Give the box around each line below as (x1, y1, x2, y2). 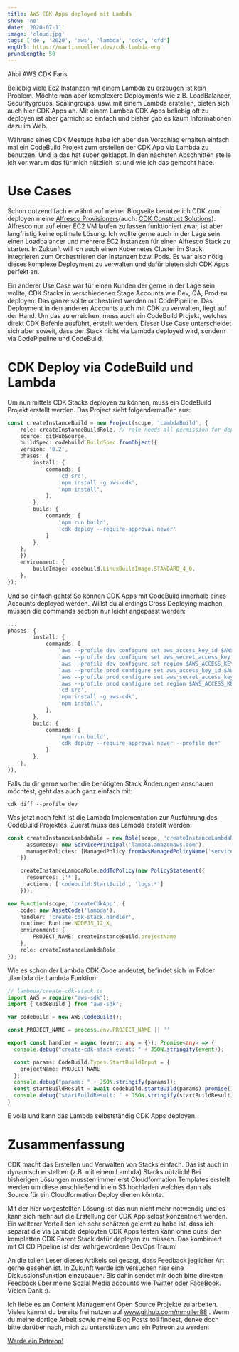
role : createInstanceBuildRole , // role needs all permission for (20, 426, 221, 433)
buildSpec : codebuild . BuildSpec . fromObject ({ (20, 439, 158, 447)
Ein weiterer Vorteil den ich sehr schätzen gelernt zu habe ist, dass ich (7, 1219, 214, 1228)
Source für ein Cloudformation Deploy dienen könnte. (7, 1190, 164, 1199)
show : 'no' (7, 17, 40, 24)
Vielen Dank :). (7, 1286, 51, 1295)
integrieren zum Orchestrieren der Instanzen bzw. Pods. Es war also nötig (7, 252, 223, 260)
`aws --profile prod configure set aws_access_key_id (58, 666, 221, 674)
